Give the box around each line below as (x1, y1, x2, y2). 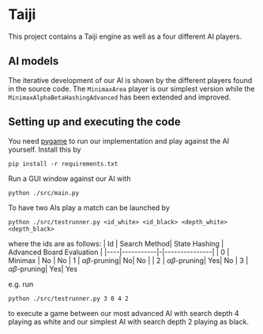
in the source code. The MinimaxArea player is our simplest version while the (8, 84, 255, 93)
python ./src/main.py (8, 189, 80, 197)
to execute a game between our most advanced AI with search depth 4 (8, 308, 239, 317)
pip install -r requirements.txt (8, 159, 118, 167)
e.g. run (8, 279, 34, 289)
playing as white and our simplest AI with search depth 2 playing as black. (8, 317, 249, 326)
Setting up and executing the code (8, 115, 181, 129)
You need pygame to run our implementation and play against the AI (8, 136, 230, 145)
